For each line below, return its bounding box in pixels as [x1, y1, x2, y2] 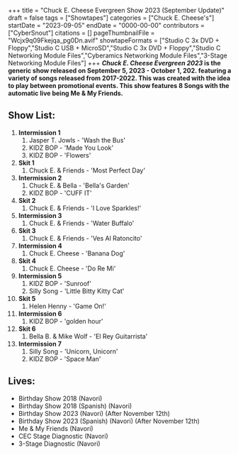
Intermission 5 [18, 271, 62, 280]
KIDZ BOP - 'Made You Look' [28, 143, 114, 152]
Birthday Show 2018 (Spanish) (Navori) [18, 401, 132, 410]
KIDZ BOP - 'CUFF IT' [28, 188, 93, 197]
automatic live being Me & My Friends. [8, 89, 123, 97]
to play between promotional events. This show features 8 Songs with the [8, 82, 229, 89]
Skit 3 [18, 226, 36, 235]
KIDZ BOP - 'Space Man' [28, 354, 101, 363]
